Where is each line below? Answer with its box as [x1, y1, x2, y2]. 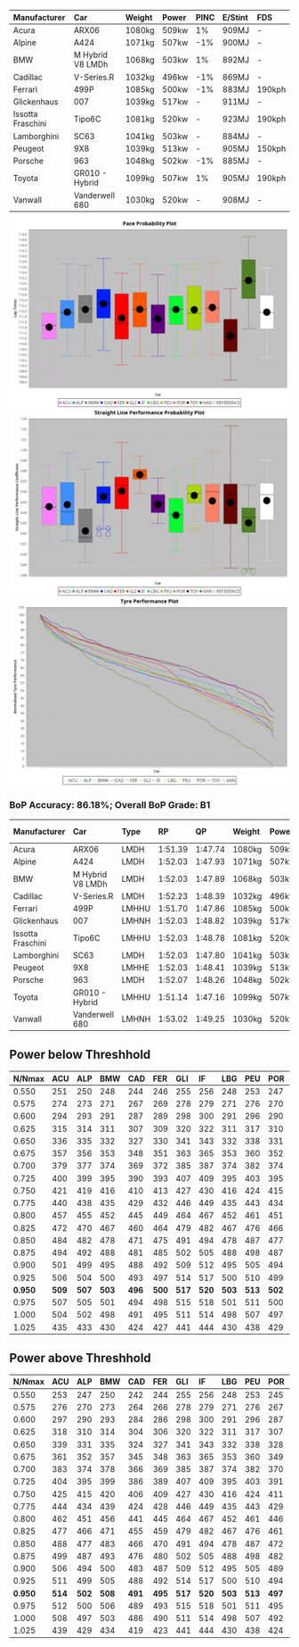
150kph [256, 143, 287, 154]
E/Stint [222, 12, 249, 22]
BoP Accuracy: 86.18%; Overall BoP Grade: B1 [9, 798, 211, 811]
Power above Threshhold [9, 1350, 151, 1366]
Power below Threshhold [9, 1046, 151, 1062]
